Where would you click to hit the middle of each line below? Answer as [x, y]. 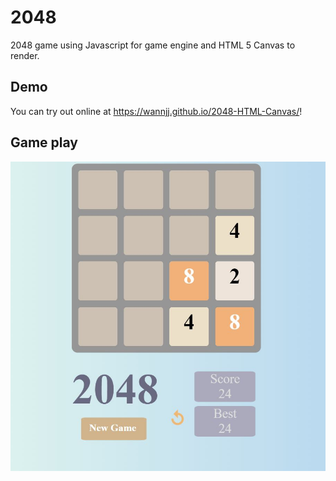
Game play [44, 142]
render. [25, 55]
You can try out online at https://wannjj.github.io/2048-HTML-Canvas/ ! [156, 111]
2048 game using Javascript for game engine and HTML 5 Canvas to [153, 45]
